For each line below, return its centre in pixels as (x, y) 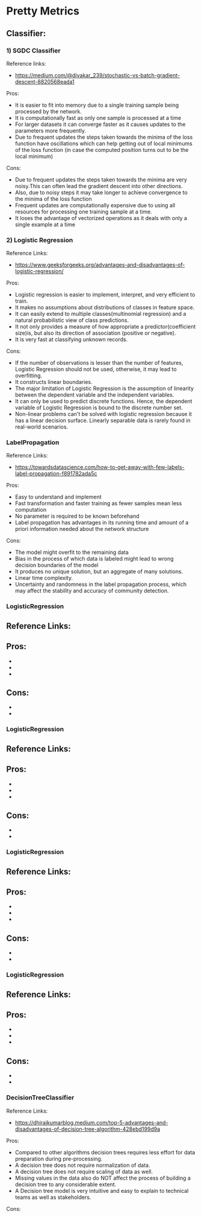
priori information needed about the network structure (82, 529)
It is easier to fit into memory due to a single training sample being (97, 105)
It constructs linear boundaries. (54, 382)
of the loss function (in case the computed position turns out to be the (102, 149)
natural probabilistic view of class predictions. (72, 320)
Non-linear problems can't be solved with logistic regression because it (103, 414)
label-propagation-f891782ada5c (56, 474)
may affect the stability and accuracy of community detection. (92, 591)
